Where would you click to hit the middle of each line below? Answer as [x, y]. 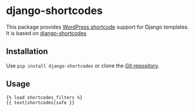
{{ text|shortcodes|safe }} [41, 103]
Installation [27, 52]
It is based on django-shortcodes [46, 33]
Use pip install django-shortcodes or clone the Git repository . [83, 65]
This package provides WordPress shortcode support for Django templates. [97, 27]
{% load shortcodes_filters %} [44, 98]
